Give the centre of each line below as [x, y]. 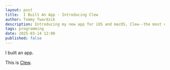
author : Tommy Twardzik [30, 19]
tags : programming [25, 29]
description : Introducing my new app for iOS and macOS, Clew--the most [83, 24]
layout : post [19, 10]
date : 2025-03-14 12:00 [30, 33]
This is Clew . [18, 62]
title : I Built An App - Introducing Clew [52, 15]
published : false [24, 39]
